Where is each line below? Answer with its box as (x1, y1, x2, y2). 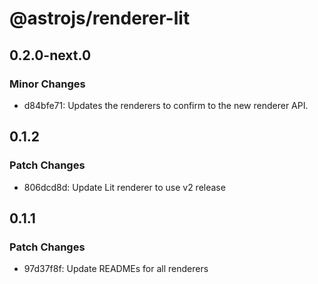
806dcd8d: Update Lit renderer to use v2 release (23, 181, 226, 193)
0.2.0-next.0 (9, 47, 92, 64)
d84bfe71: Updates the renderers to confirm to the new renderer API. (23, 99, 309, 111)
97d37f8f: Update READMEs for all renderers (23, 263, 209, 275)
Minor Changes (9, 77, 86, 91)
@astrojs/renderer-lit (9, 7, 191, 30)
